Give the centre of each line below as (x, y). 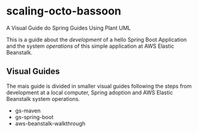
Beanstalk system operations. (43, 99)
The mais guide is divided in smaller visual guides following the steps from (99, 86)
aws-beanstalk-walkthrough (50, 123)
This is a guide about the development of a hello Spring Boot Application (97, 39)
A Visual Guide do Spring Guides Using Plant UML (69, 28)
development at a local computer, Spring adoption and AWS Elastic (90, 92)
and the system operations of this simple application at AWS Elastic (90, 46)
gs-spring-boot (34, 117)
